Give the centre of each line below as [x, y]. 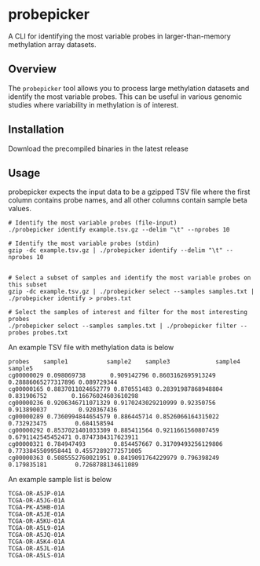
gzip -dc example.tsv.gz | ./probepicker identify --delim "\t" [115, 250]
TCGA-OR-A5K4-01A [37, 542]
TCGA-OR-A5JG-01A [37, 501]
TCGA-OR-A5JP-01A [37, 494]
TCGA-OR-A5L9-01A [37, 528]
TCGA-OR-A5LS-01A [37, 556]
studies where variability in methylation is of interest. [93, 104]
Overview [33, 69]
